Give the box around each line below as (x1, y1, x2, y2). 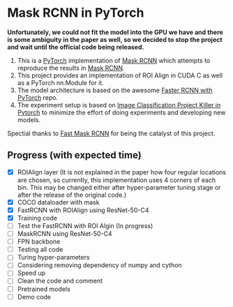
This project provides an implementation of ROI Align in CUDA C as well (17, 71, 223, 80)
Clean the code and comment (17, 277, 103, 285)
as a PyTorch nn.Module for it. (17, 78, 105, 87)
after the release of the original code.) (17, 190, 127, 199)
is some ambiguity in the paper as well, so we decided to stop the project (7, 35, 223, 43)
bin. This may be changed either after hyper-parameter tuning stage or (17, 183, 221, 191)
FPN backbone (17, 237, 61, 246)
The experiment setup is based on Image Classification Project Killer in (17, 100, 221, 109)
